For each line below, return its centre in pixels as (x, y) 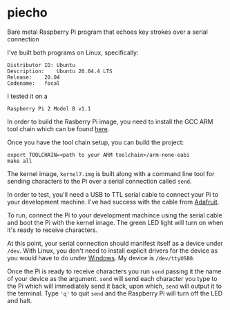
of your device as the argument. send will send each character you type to (112, 278)
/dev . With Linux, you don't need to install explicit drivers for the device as (113, 251)
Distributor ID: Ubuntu (41, 65)
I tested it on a (28, 96)
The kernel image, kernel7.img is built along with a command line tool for (111, 173)
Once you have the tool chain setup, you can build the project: (96, 142)
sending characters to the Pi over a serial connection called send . (99, 181)
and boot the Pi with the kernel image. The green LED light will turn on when (115, 222)
